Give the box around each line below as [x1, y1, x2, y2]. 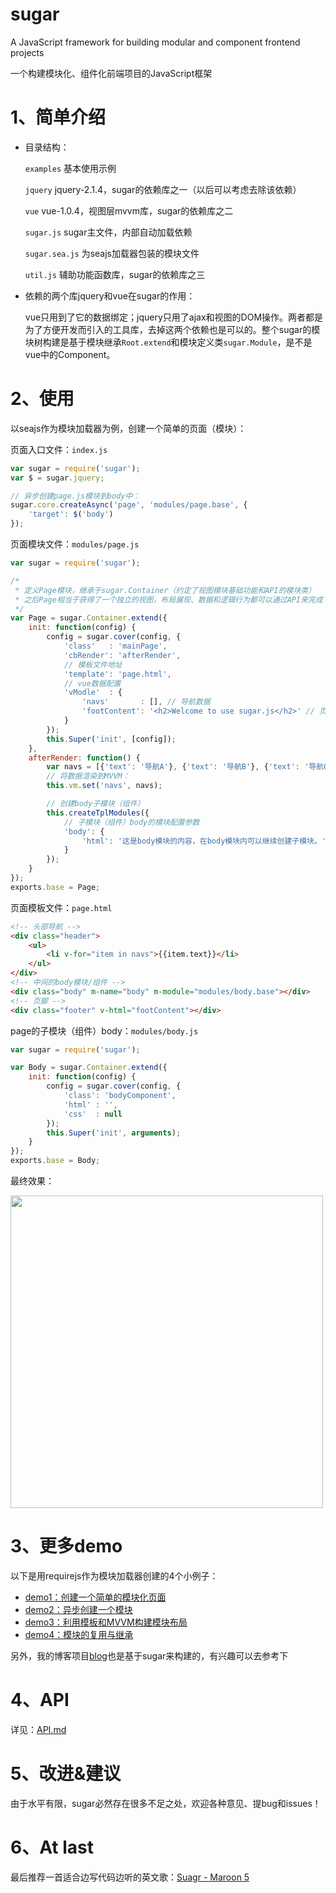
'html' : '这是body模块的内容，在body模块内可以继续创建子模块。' [81, 836, 327, 846]
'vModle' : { [63, 688, 123, 698]
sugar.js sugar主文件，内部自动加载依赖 [24, 226, 193, 238]
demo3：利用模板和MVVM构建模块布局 [24, 1616, 188, 1628]
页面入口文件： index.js [10, 443, 108, 455]
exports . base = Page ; [10, 882, 101, 892]
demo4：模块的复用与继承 [24, 1629, 134, 1640]
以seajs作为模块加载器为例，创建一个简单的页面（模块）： [10, 422, 247, 434]
